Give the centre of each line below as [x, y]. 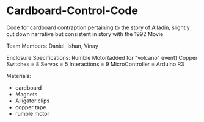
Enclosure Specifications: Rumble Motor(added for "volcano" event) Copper [102, 57]
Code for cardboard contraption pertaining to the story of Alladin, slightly [98, 27]
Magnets [26, 94]
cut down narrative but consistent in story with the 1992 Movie [85, 34]
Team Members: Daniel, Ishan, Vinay [53, 46]
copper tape [31, 107]
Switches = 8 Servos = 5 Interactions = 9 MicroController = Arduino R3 [95, 64]
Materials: [19, 76]
